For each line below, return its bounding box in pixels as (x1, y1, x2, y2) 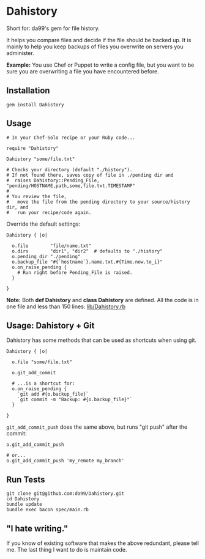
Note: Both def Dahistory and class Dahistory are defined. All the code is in (6, 296, 199, 303)
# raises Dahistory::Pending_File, (6, 177, 100, 183)
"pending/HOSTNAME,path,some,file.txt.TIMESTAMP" (6, 182, 136, 189)
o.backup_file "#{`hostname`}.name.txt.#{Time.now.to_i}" (12, 259, 163, 265)
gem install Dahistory (6, 102, 64, 108)
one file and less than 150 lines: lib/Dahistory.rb (6, 303, 126, 310)
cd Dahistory (6, 496, 40, 502)
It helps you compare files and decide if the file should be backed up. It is (6, 36, 192, 43)
